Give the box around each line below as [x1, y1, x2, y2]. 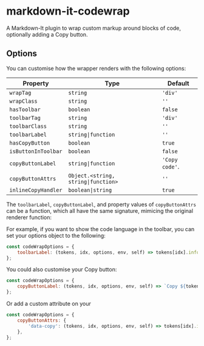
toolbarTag [9, 114, 41, 121]
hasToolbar [9, 106, 41, 113]
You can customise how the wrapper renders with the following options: [6, 64, 186, 72]
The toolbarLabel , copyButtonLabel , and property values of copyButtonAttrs [6, 201, 196, 208]
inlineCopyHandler [9, 187, 63, 193]
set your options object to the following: [6, 232, 106, 239]
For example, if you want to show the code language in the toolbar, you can [6, 225, 195, 232]
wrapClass [9, 97, 38, 105]
